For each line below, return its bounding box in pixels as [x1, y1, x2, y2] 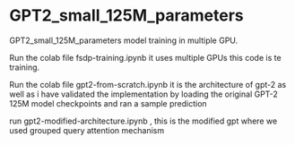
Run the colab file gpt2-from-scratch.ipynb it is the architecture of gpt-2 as [9, 79, 287, 90]
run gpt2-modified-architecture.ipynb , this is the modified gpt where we [9, 115, 278, 126]
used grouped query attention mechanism [9, 124, 164, 135]
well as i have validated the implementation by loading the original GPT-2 [9, 89, 278, 99]
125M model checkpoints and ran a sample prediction [9, 98, 208, 108]
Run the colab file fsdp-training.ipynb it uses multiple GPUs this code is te [9, 52, 282, 63]
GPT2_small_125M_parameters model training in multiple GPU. [9, 35, 239, 46]
